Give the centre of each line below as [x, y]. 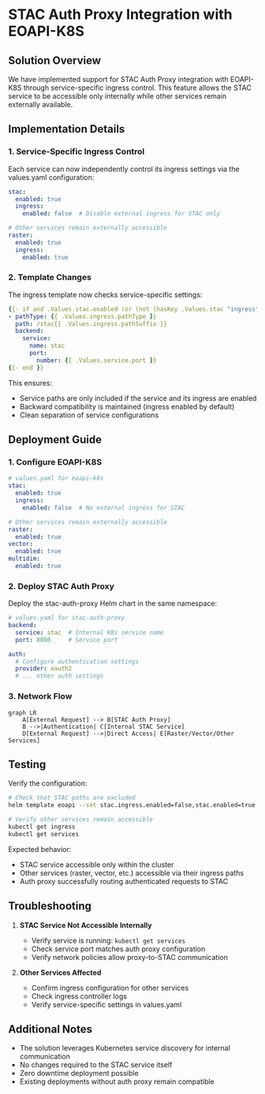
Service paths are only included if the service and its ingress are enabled [138, 398]
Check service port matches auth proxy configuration [118, 949]
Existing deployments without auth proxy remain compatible [117, 1081]
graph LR [22, 713]
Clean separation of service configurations [89, 415]
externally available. [41, 105]
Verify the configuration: [48, 783]
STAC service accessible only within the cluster [97, 864]
